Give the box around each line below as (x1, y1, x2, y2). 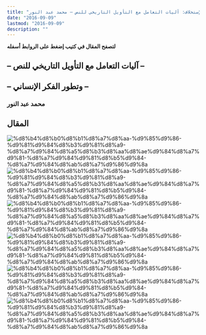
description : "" (7, 26, 48, 32)
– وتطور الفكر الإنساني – (7, 81, 89, 92)
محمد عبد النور (7, 99, 45, 108)
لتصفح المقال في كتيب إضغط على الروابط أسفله (7, 43, 116, 50)
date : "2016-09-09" (7, 15, 57, 21)
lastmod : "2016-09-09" (7, 20, 65, 26)
